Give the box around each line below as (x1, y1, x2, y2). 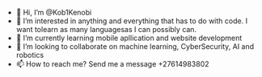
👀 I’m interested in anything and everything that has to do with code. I (15, 16, 248, 26)
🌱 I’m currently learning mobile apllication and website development (15, 33, 243, 43)
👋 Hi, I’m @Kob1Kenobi (15, 8, 92, 17)
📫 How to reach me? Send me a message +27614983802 (15, 59, 209, 68)
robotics (15, 51, 44, 59)
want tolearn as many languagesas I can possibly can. (15, 25, 196, 34)
